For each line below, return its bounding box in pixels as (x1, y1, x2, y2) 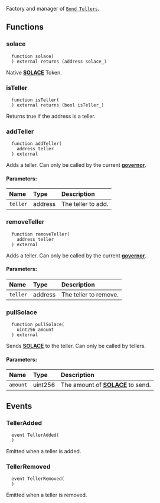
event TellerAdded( (11, 432, 60, 438)
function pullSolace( (11, 322, 65, 328)
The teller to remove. (61, 290, 119, 298)
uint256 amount (17, 327, 54, 333)
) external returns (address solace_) (11, 59, 107, 65)
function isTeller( (11, 97, 60, 103)
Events (6, 401, 32, 411)
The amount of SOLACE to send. (61, 381, 151, 389)
